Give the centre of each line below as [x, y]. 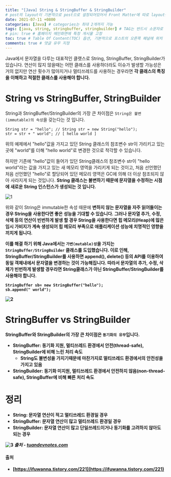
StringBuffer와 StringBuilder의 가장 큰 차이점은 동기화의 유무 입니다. [73, 334]
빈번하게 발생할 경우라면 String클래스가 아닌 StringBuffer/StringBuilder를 [89, 269]
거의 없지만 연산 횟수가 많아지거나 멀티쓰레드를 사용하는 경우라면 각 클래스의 [81, 71]
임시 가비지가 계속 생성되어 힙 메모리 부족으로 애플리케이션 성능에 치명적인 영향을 [84, 226]
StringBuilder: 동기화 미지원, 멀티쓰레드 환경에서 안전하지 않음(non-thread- [89, 371]
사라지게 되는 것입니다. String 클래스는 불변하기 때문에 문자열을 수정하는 [82, 180]
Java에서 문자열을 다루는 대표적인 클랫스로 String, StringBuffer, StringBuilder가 [85, 58]
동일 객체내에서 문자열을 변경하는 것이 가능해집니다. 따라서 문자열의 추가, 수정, [82, 263]
